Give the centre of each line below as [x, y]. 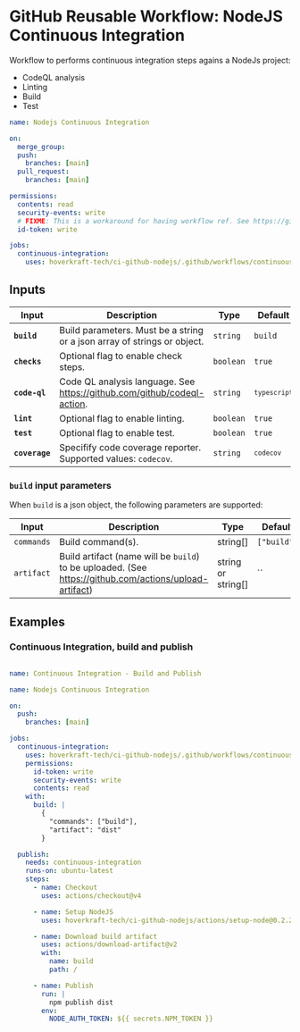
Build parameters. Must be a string [131, 330]
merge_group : [42, 147]
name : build [71, 961]
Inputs [28, 290]
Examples [37, 621]
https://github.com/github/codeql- [132, 392]
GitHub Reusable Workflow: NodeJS [146, 17]
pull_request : [43, 172]
